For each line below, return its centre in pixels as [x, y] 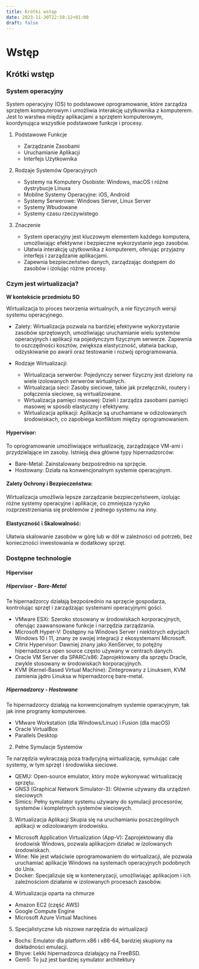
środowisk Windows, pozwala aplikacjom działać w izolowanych [93, 843]
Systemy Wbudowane [50, 207]
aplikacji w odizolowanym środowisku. [61, 825]
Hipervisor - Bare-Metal [36, 586]
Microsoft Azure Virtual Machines [56, 917]
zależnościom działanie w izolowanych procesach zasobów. [88, 881]
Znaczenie [28, 225]
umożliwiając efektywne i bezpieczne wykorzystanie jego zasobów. [106, 243]
